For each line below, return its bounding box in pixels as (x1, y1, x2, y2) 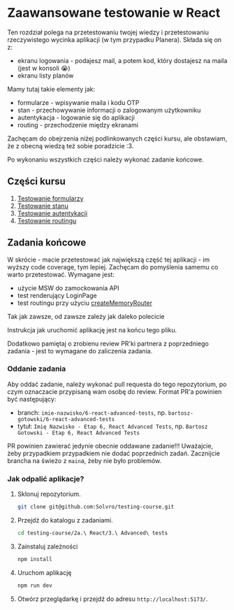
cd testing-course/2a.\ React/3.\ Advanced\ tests (17, 530, 168, 537)
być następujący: (7, 395, 57, 403)
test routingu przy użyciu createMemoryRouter (17, 299, 152, 307)
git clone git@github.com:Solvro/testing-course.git (17, 504, 175, 511)
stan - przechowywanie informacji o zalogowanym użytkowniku (17, 106, 201, 114)
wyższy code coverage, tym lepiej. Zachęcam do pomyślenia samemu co (7, 262, 219, 271)
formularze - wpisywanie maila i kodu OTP (17, 98, 140, 106)
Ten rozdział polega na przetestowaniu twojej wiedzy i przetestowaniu (7, 28, 210, 36)
